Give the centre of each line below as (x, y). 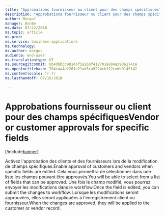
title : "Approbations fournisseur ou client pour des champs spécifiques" (83, 10)
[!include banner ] (22, 151)
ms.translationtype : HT (29, 60)
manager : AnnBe (21, 23)
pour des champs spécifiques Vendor (82, 117)
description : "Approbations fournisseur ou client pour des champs (76, 14)
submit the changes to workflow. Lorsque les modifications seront (72, 192)
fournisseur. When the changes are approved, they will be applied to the (77, 203)
